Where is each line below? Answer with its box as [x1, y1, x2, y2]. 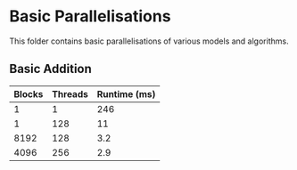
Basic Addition [9, 61, 92, 77]
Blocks [13, 87, 44, 100]
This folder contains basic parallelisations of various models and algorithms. [9, 36, 289, 46]
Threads [52, 87, 89, 100]
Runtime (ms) [96, 87, 156, 100]
